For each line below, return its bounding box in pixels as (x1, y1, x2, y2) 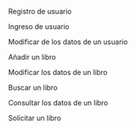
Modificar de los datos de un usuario (8, 37, 128, 46)
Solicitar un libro (8, 113, 62, 123)
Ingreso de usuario (8, 22, 70, 31)
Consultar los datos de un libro (8, 98, 108, 107)
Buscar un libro (8, 83, 58, 92)
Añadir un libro (8, 53, 57, 61)
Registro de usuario (8, 7, 72, 16)
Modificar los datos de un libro (8, 68, 108, 77)
